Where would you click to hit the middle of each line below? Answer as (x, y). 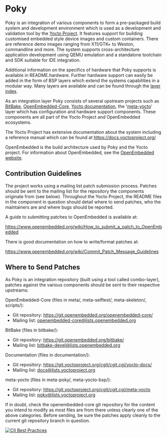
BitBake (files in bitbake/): (32, 330)
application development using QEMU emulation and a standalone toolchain (83, 55)
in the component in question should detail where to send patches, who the (83, 202)
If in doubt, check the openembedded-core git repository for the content (80, 404)
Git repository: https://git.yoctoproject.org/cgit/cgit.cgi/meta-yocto (81, 389)
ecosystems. (18, 122)
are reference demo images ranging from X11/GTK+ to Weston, (70, 44)
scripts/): (15, 305)
